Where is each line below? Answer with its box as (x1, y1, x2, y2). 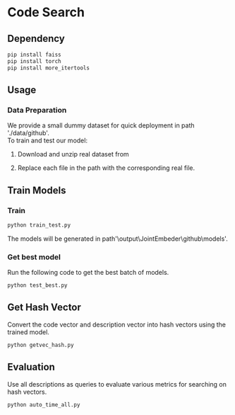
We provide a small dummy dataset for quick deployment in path (7, 121, 195, 130)
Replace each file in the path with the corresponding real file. (17, 164, 195, 172)
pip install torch (7, 57, 61, 64)
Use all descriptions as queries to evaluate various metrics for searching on (7, 380, 227, 388)
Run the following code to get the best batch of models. (7, 268, 169, 277)
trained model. (7, 327, 49, 336)
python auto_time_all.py (7, 401, 80, 408)
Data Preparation (7, 105, 67, 115)
